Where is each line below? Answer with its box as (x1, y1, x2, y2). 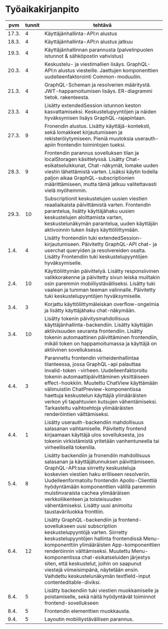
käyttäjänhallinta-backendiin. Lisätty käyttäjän (44, 321, 153, 328)
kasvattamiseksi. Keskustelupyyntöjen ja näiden (44, 108, 156, 115)
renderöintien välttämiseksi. (44, 410, 109, 417)
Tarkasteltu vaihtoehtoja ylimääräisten (44, 404, 134, 411)
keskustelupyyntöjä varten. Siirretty (44, 528, 127, 535)
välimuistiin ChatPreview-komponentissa (44, 385, 141, 392)
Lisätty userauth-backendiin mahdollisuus (44, 418, 144, 425)
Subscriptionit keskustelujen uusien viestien (44, 195, 147, 202)
